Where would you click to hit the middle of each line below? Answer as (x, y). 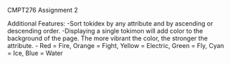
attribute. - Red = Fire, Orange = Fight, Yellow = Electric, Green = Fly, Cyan (115, 46)
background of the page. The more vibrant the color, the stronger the (107, 38)
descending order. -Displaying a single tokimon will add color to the (105, 31)
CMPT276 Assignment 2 (43, 10)
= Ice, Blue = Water (35, 53)
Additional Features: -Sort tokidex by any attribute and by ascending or (110, 23)
